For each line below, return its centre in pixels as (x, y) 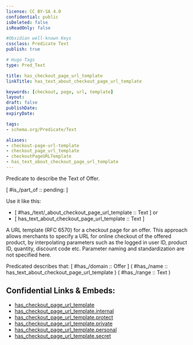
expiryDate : (20, 113)
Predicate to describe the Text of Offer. (53, 178)
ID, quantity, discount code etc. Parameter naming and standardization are (95, 249)
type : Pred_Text (26, 65)
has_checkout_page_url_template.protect (64, 317)
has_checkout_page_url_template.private (63, 323)
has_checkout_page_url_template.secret (63, 336)
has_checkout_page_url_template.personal (66, 330)
